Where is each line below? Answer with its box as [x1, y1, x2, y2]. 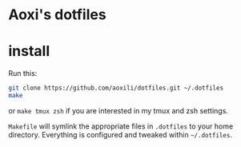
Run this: [8, 69, 38, 78]
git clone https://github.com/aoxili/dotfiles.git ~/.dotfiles [8, 84, 224, 93]
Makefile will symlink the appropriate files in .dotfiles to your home [8, 121, 234, 131]
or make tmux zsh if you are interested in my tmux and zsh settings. [8, 105, 228, 115]
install [8, 42, 50, 61]
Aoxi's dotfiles [8, 6, 106, 24]
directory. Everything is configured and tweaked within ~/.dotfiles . [8, 129, 232, 139]
